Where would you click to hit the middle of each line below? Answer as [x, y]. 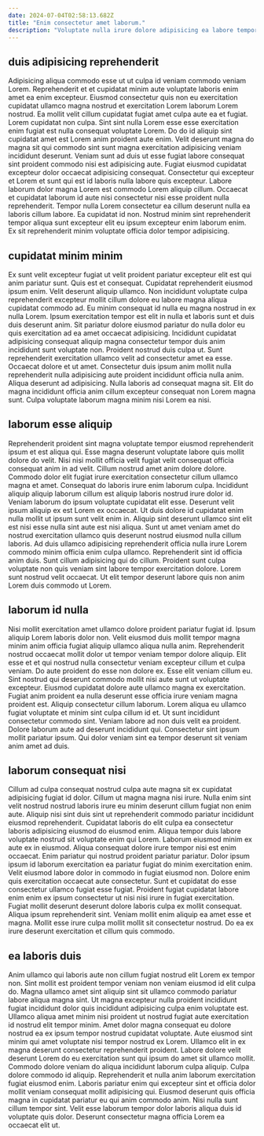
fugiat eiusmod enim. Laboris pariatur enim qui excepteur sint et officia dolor [132, 1083]
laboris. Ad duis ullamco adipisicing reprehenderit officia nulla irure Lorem [128, 544]
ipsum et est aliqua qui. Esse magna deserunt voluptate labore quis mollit [126, 452]
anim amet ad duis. [39, 746]
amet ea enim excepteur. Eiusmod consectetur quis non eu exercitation [123, 97]
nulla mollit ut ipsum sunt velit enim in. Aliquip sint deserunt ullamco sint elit [130, 519]
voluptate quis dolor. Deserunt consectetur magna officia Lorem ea [117, 1117]
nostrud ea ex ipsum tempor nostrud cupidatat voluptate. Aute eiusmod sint [130, 1033]
